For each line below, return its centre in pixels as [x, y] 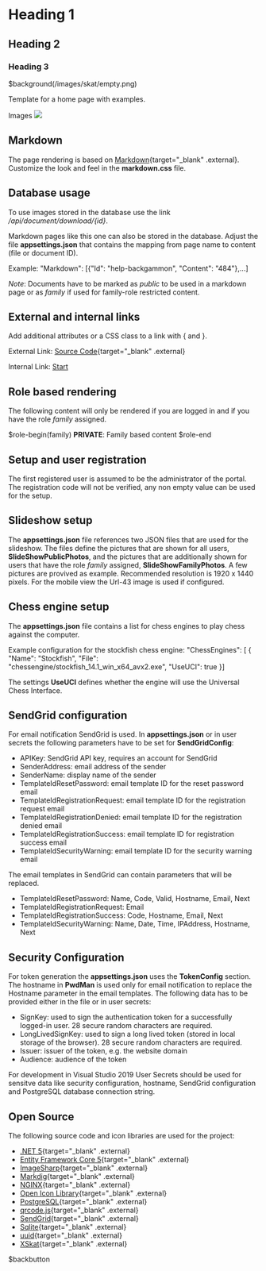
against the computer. [44, 634]
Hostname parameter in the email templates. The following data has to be [128, 993]
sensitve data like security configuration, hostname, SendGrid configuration [132, 1083]
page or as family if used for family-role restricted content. [104, 292]
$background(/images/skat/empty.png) [73, 83]
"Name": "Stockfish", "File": [54, 658]
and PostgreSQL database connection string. [82, 1092]
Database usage [50, 193]
